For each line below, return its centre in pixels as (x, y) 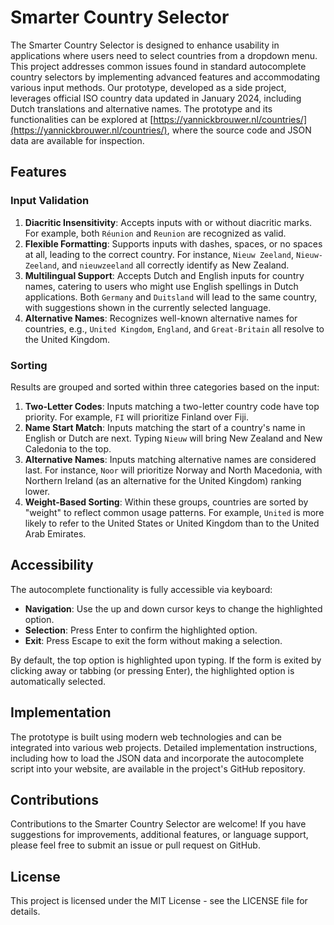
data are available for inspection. (77, 140)
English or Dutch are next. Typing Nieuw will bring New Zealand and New (173, 438)
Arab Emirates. (55, 533)
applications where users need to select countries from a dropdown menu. (164, 55)
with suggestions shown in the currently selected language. (148, 307)
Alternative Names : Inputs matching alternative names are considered (170, 459)
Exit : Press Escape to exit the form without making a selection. (153, 640)
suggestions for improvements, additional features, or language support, (159, 835)
